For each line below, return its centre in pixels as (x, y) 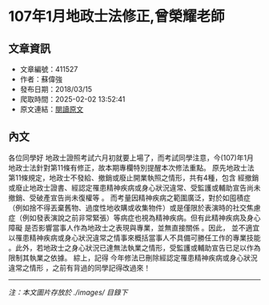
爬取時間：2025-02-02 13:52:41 (72, 99)
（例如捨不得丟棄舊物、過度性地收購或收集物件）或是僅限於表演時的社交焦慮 (134, 207)
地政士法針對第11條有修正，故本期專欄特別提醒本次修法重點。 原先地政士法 (131, 167)
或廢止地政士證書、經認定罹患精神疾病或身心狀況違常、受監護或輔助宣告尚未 (134, 187)
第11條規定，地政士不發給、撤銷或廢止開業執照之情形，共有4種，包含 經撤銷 (134, 178)
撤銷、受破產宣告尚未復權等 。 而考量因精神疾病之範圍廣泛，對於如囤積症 (129, 198)
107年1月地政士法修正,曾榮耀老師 (117, 16)
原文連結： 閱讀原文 (52, 109)
